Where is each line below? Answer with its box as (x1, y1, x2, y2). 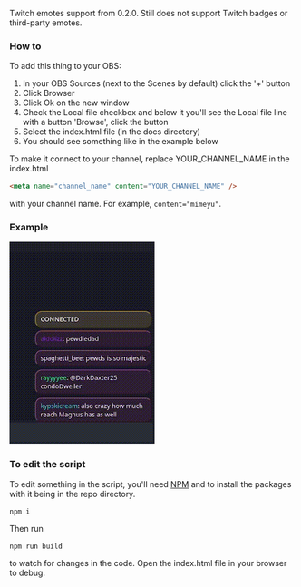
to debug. (9, 567, 45, 578)
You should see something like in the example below (22, 136, 219, 147)
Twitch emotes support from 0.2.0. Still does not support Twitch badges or (9, 8, 288, 18)
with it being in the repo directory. (9, 488, 136, 499)
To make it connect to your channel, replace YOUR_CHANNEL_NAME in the (9, 153, 290, 164)
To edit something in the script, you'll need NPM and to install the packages (9, 478, 292, 489)
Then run (9, 523, 44, 533)
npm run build (9, 542, 63, 551)
